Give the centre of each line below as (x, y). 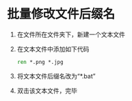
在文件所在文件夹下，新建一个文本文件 (71, 34)
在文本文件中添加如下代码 (53, 49)
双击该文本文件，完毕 (47, 91)
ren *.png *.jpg (40, 62)
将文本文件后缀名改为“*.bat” (56, 76)
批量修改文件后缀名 (61, 14)
